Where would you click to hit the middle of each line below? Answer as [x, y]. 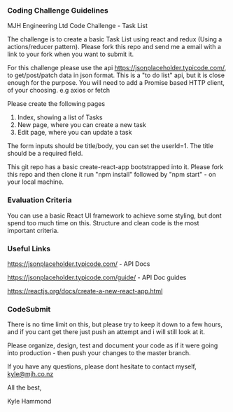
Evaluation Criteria [40, 200]
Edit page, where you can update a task [75, 133]
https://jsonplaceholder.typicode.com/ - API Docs [79, 264]
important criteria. [33, 230]
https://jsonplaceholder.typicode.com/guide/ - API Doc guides [97, 277]
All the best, [24, 387]
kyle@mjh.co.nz [30, 374]
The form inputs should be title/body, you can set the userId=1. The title [110, 146]
